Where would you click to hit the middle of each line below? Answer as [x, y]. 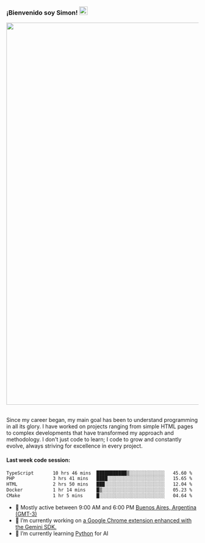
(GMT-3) [26, 514]
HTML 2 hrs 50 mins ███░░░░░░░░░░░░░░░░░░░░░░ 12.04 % [99, 484]
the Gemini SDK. [36, 526]
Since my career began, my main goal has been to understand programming [102, 420]
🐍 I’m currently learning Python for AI [62, 533]
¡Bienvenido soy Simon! [42, 12]
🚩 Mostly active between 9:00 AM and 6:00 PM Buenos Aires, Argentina [106, 507]
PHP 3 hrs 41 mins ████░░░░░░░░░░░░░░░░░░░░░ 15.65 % [99, 479]
